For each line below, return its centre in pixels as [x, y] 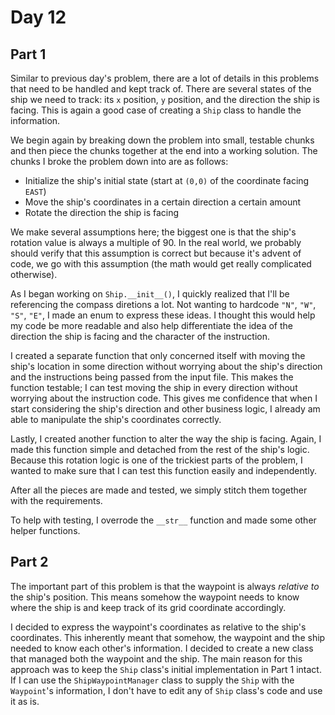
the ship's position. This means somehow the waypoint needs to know [155, 597]
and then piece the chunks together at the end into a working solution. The [164, 150]
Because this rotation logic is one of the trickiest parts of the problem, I [156, 460]
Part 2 [29, 562]
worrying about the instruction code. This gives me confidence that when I [164, 398]
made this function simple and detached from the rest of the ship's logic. [160, 449]
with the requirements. [56, 500]
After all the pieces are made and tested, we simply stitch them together [159, 490]
